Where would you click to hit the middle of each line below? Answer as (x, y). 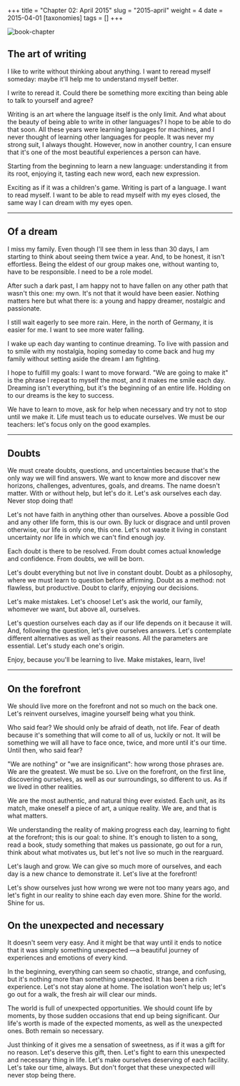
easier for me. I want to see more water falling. (76, 330)
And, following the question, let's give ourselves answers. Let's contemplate (120, 630)
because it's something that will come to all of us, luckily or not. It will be (114, 735)
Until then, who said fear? (45, 750)
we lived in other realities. (45, 787)
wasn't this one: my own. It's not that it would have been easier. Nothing (114, 293)
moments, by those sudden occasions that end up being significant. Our (114, 1016)
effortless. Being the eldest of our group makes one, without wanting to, (113, 264)
